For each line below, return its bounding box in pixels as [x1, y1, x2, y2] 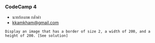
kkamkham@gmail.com [12, 20, 59, 26]
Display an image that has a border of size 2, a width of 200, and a [5, 29, 151, 34]
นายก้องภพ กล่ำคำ [12, 14, 41, 20]
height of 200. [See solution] [5, 33, 68, 38]
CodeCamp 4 [5, 3, 37, 10]
